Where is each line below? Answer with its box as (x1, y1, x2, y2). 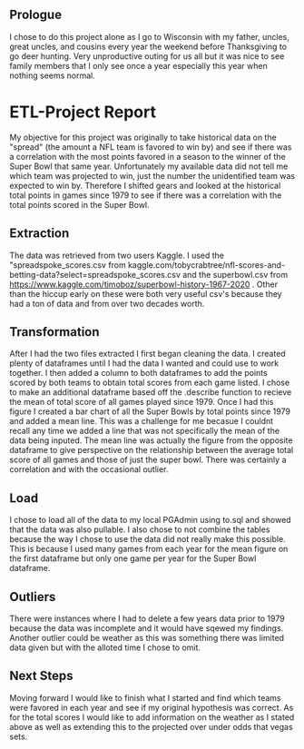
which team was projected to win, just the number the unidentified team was (9, 170, 296, 181)
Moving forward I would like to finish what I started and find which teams (9, 692, 281, 703)
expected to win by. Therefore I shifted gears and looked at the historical (9, 180, 281, 191)
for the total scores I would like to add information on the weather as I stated (9, 712, 295, 723)
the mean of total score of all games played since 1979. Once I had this (9, 397, 274, 408)
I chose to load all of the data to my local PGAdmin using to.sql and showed (9, 515, 292, 526)
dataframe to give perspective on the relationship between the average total (9, 445, 294, 456)
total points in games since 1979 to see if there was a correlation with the (9, 190, 282, 201)
